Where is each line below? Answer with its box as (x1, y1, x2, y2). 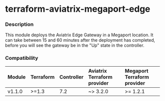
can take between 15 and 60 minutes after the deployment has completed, (5, 37, 156, 43)
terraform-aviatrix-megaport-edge (5, 3, 151, 15)
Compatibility (5, 55, 38, 62)
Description (5, 21, 34, 28)
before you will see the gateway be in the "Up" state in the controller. (5, 43, 145, 49)
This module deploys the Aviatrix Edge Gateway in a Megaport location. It (5, 32, 154, 38)
